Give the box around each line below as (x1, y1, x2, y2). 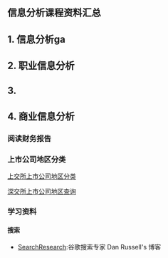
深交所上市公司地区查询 (7, 187, 76, 196)
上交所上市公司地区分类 (7, 172, 76, 180)
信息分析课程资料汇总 (7, 6, 101, 19)
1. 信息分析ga (7, 33, 65, 45)
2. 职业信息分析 (7, 60, 75, 72)
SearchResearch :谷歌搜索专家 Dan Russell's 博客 (17, 243, 162, 252)
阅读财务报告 (7, 133, 52, 143)
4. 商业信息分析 (7, 110, 75, 123)
